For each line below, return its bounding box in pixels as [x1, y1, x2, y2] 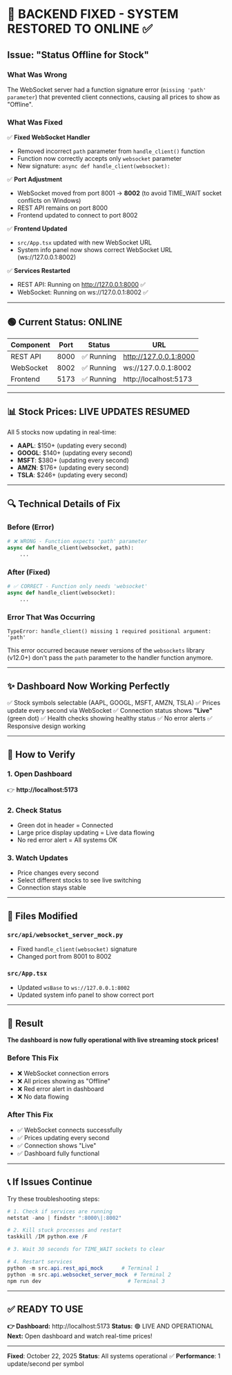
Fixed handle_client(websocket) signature [17, 945, 137, 953]
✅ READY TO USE [7, 1303, 84, 1315]
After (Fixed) [7, 567, 50, 577]
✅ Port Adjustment [7, 175, 63, 184]
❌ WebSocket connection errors [17, 1069, 109, 1077]
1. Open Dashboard [7, 769, 72, 779]
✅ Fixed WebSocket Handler [7, 133, 90, 141]
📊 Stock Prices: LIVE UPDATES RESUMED [7, 406, 191, 418]
